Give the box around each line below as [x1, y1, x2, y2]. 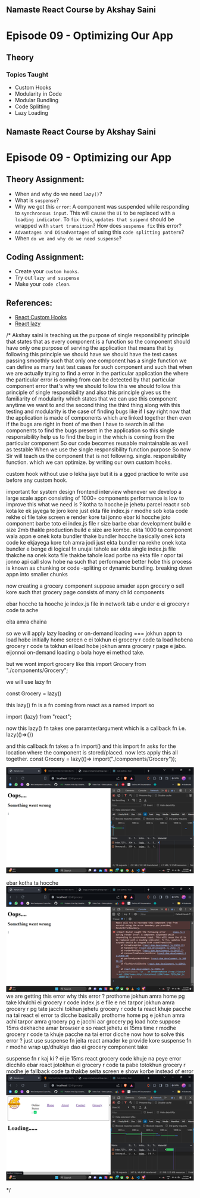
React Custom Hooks [14, 314, 67, 321]
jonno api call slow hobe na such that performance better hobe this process [6, 558, 192, 566]
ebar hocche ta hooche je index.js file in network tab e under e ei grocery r [6, 600, 190, 607]
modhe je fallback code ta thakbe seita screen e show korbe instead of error [6, 1068, 194, 1075]
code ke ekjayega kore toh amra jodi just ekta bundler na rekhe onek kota [6, 539, 186, 546]
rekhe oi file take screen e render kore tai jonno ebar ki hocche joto [6, 514, 171, 521]
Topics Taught [6, 70, 49, 78]
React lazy [14, 320, 41, 328]
